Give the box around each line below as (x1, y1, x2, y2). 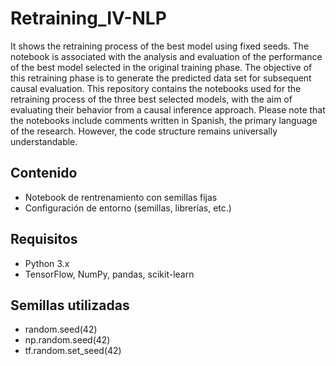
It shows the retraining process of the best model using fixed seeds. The (10, 40, 310, 52)
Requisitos (10, 231, 78, 248)
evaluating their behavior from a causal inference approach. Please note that (10, 103, 326, 116)
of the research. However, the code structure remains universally (10, 125, 278, 137)
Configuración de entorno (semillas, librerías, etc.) (24, 202, 232, 214)
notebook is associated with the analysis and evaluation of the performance (10, 50, 323, 62)
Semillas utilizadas (10, 297, 130, 314)
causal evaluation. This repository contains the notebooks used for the (10, 82, 302, 94)
